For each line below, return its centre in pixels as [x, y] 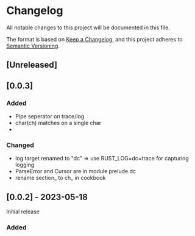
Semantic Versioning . [33, 46]
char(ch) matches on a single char [58, 123]
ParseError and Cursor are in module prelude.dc [75, 171]
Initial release [23, 212]
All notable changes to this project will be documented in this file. [88, 27]
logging [25, 165]
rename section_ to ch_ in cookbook [60, 178]
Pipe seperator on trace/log [50, 116]
